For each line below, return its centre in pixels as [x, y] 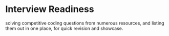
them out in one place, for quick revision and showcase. [64, 28]
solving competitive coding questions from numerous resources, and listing [85, 23]
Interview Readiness [50, 9]
